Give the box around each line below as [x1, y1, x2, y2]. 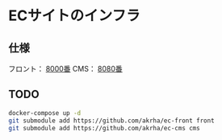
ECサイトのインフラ [8, 6, 140, 25]
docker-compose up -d [8, 109, 82, 117]
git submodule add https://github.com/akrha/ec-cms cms [8, 124, 200, 132]
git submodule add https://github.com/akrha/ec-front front [8, 117, 216, 125]
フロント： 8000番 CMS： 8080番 [8, 64, 123, 73]
